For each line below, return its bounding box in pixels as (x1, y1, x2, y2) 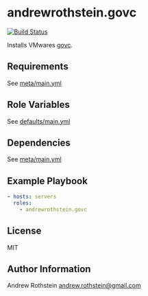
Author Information (7, 263, 91, 275)
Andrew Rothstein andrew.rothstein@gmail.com (7, 282, 142, 290)
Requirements (7, 60, 69, 73)
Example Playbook (7, 175, 88, 187)
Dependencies (7, 137, 71, 148)
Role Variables (7, 99, 70, 111)
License (7, 225, 42, 237)
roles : (13, 200, 32, 207)
